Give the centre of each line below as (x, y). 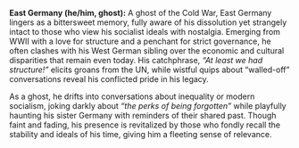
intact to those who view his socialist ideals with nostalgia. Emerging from (145, 32)
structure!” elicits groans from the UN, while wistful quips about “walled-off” (149, 70)
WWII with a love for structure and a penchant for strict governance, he (140, 41)
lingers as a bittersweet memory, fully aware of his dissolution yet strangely (148, 22)
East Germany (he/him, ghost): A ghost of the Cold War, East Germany (141, 13)
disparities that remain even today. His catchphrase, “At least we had (136, 60)
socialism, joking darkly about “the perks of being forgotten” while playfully (148, 106)
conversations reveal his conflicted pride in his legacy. (109, 79)
